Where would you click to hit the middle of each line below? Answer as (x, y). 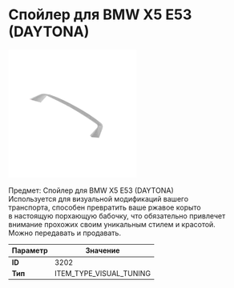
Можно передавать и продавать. (65, 233)
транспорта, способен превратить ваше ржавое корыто (105, 207)
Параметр (30, 250)
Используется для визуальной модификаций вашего (99, 198)
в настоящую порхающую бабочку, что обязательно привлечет (117, 216)
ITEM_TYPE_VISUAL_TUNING (103, 273)
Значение (103, 250)
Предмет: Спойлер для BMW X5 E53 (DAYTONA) (91, 190)
